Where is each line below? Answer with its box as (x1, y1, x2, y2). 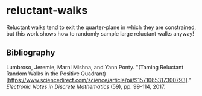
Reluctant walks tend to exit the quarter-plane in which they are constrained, (6, 24, 197, 31)
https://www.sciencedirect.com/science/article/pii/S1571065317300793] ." (8, 76, 191, 83)
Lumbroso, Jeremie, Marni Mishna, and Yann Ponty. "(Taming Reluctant (6, 63, 184, 71)
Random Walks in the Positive (6, 70, 80, 77)
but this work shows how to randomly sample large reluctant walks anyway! (6, 30, 194, 37)
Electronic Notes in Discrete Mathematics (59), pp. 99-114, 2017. (6, 83, 166, 90)
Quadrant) (80, 70, 107, 77)
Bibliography (6, 48, 55, 58)
